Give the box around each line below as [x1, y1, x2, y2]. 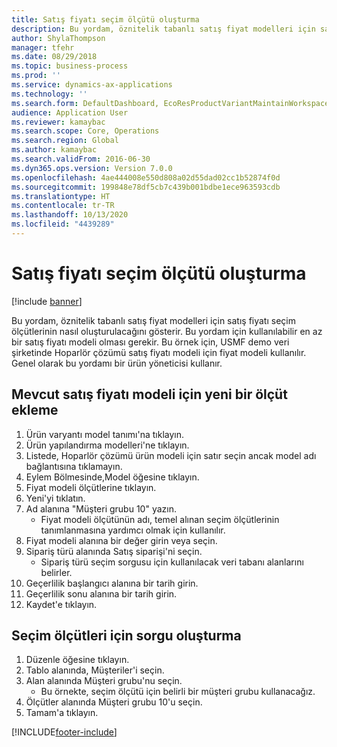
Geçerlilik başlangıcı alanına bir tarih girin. [25, 577, 199, 589]
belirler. [40, 566, 73, 578]
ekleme [11, 402, 59, 419]
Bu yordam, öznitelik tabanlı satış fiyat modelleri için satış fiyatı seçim [11, 314, 296, 326]
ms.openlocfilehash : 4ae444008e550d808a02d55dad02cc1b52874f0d [11, 172, 281, 183]
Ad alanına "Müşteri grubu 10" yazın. [25, 502, 177, 515]
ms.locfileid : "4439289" [11, 219, 115, 230]
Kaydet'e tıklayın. [25, 598, 98, 610]
